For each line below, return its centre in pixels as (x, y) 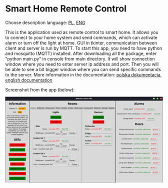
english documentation (29, 80)
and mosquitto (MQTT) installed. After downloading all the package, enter (81, 53)
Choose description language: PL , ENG (45, 22)
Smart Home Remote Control (66, 9)
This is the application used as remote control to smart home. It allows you (82, 32)
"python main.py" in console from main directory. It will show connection (80, 58)
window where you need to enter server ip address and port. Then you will (82, 64)
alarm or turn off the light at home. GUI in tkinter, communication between (81, 42)
